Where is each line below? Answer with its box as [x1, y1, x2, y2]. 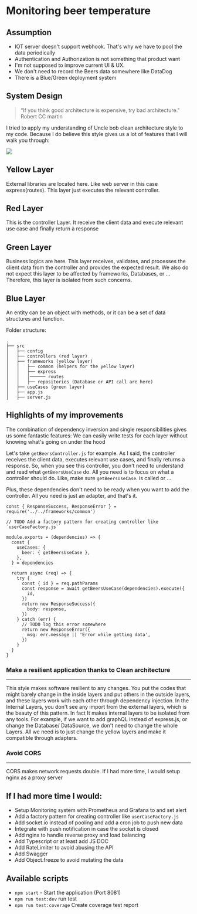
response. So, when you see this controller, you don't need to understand [6, 462, 184, 469]
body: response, [27, 606, 67, 612]
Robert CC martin [20, 113, 63, 120]
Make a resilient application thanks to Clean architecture [6, 665, 171, 674]
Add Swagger [14, 850, 48, 857]
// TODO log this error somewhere [21, 621, 107, 627]
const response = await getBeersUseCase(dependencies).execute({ [21, 585, 185, 592]
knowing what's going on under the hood [6, 438, 106, 445]
